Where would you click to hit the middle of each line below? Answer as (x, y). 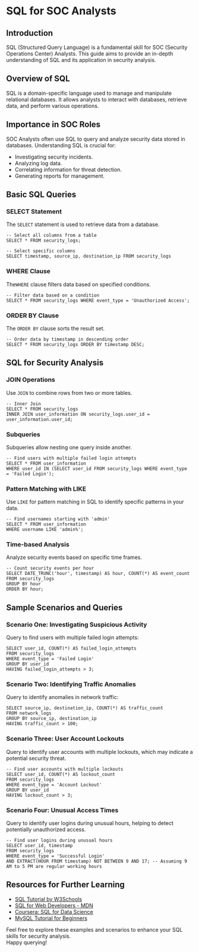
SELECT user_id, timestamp (40, 846)
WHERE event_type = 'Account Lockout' (54, 785)
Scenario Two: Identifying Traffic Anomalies (71, 684)
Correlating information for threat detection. (68, 169)
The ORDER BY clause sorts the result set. (56, 328)
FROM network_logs (29, 713)
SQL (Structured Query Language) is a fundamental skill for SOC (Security (97, 47)
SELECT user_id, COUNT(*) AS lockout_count (61, 774)
